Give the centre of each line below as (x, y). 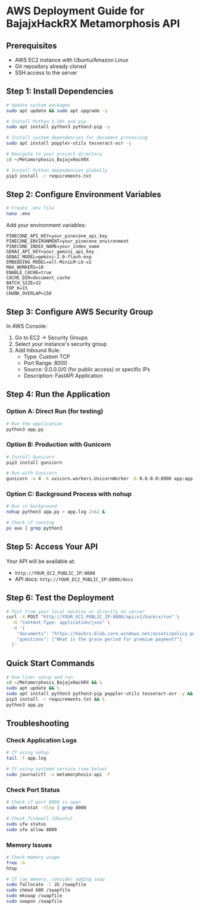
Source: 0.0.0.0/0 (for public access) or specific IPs (87, 369)
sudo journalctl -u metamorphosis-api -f (58, 775)
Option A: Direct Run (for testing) (55, 411)
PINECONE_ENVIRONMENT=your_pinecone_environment (68, 242)
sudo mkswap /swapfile (34, 896)
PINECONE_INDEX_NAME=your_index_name (53, 247)
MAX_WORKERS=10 (25, 267)
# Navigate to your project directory (54, 154)
